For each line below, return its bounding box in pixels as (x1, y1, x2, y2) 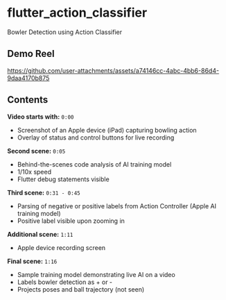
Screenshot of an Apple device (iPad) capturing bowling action (17, 126, 197, 134)
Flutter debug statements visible (17, 175, 110, 183)
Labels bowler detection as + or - (17, 278, 113, 286)
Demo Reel (7, 48, 55, 60)
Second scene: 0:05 (7, 147, 66, 155)
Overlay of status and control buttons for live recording (17, 133, 175, 142)
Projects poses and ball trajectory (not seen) (17, 285, 145, 293)
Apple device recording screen (17, 243, 106, 251)
